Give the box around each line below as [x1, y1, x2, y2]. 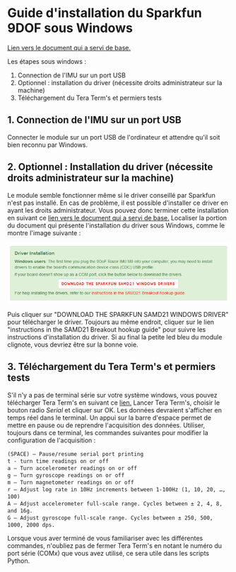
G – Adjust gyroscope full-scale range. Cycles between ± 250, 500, [7, 514, 213, 522]
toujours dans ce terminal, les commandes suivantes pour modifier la [7, 428, 208, 437]
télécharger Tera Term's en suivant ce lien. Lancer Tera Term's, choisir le [7, 398, 220, 407]
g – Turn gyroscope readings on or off [7, 471, 125, 479]
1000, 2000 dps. [7, 521, 55, 529]
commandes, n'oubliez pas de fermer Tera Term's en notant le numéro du [7, 541, 223, 550]
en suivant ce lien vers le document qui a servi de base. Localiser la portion [7, 213, 228, 222]
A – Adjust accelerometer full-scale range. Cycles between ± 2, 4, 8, [7, 500, 223, 507]
